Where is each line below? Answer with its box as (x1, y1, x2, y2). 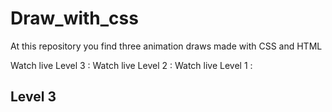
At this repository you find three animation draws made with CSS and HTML (10, 40, 323, 52)
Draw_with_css (10, 7, 139, 30)
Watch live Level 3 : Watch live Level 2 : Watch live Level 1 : (10, 59, 253, 71)
